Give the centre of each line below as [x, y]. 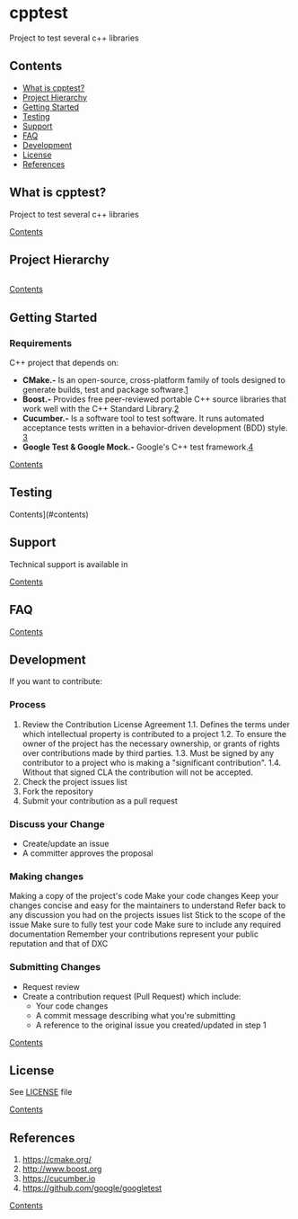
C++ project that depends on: [64, 363]
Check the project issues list [74, 781]
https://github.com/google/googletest [92, 1188]
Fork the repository [58, 791]
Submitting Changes [55, 967]
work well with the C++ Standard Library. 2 [101, 409]
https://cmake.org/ [57, 1160]
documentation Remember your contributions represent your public [134, 934]
